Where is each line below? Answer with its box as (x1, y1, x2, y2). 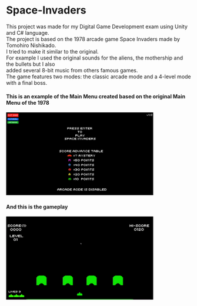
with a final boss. (6, 79, 48, 86)
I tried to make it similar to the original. (6, 48, 99, 55)
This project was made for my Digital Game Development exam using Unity (6, 23, 188, 30)
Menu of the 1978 (6, 99, 50, 106)
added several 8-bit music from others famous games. (6, 66, 138, 74)
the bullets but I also (6, 60, 55, 68)
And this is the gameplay (6, 203, 68, 210)
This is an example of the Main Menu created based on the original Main (6, 92, 186, 100)
